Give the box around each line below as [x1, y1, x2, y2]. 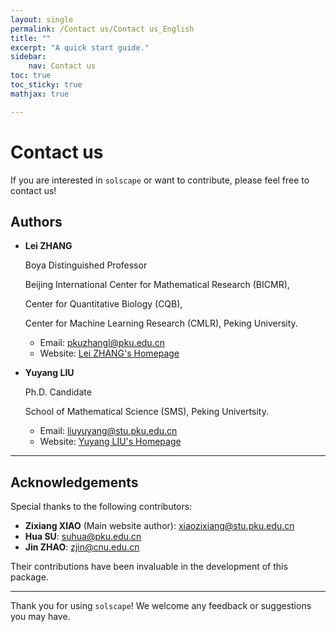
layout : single [10, 14, 74, 25]
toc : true [10, 71, 52, 81]
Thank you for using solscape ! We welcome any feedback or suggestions [10, 600, 312, 612]
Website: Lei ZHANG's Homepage [39, 347, 180, 360]
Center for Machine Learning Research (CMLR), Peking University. [24, 317, 298, 330]
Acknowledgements [10, 474, 139, 491]
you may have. [10, 611, 71, 623]
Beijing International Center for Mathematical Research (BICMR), [24, 279, 290, 291]
